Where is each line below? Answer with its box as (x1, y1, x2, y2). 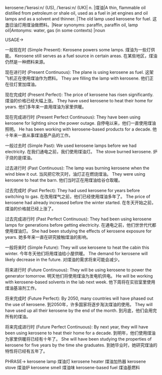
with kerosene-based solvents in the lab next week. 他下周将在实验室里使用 (5, 279, 156, 285)
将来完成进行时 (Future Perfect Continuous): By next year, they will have (5, 324, 148, 329)
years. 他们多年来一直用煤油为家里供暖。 (5, 104, 87, 110)
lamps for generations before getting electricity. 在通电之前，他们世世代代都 (5, 222, 156, 228)
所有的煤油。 (5, 314, 30, 319)
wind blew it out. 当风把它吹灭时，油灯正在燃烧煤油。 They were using (5, 171, 146, 177)
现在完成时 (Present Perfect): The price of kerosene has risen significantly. (5, 92, 154, 98)
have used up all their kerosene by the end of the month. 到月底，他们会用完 (5, 308, 157, 313)
